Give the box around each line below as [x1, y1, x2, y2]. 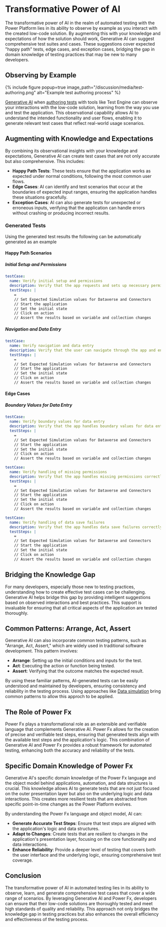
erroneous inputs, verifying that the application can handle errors [12, 205, 145, 211]
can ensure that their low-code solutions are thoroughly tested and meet [5, 900, 153, 906]
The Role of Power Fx [5, 708, 72, 716]
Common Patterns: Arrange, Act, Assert [5, 624, 131, 633]
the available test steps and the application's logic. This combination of [5, 737, 150, 743]
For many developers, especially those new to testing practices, [5, 584, 135, 590]
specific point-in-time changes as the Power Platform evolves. [5, 801, 132, 807]
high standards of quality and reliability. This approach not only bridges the [5, 906, 158, 912]
